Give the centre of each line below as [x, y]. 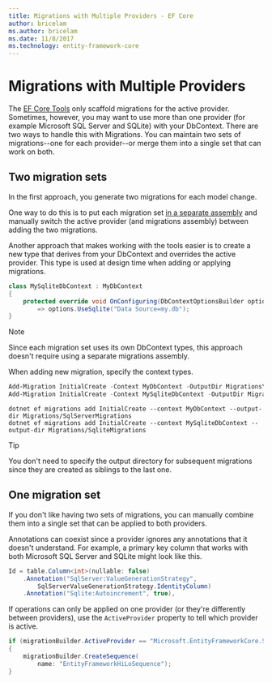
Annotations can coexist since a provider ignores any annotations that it [128, 539]
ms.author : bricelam [43, 31]
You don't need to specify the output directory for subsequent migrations [130, 461]
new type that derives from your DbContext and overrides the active [122, 254]
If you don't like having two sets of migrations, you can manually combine [131, 514]
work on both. [32, 152]
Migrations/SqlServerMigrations [77, 416]
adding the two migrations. [53, 230]
